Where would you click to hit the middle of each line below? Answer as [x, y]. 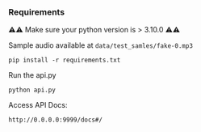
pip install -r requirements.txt [65, 60]
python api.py [32, 90]
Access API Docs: [38, 105]
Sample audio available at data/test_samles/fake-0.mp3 [101, 45]
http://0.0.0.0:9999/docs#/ [56, 120]
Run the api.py [32, 75]
